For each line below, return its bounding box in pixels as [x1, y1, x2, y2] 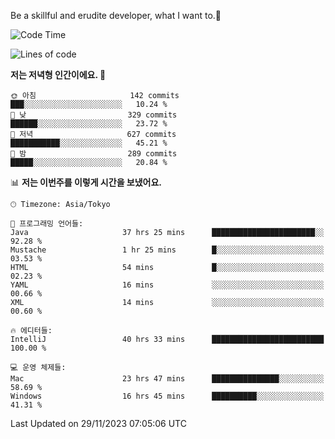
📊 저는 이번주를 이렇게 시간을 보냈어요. [10, 176, 163, 188]
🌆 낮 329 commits [10, 110, 178, 120]
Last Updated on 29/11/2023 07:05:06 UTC [10, 418, 187, 429]
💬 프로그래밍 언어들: [10, 219, 84, 229]
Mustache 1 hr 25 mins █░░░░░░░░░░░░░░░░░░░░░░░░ [10, 245, 325, 255]
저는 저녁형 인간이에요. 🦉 [10, 69, 107, 80]
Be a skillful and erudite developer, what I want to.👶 [10, 10, 222, 21]
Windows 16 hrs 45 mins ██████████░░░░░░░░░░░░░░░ [10, 391, 325, 401]
